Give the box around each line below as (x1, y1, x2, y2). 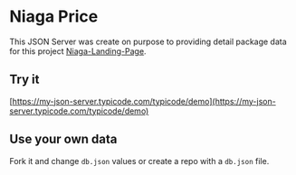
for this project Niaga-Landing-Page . (9, 45, 147, 56)
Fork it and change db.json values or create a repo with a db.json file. (9, 155, 270, 166)
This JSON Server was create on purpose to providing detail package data (9, 36, 287, 47)
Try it (9, 72, 40, 87)
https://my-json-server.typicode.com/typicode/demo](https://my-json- (12, 96, 276, 106)
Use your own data (9, 132, 118, 147)
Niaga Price (9, 6, 99, 27)
